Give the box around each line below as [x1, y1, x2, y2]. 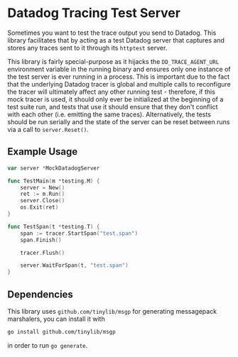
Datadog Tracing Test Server [7, 5, 181, 21]
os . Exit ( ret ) [20, 204, 59, 211]
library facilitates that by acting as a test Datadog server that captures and [7, 35, 225, 44]
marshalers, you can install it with [7, 314, 105, 323]
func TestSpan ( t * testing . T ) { [7, 223, 100, 230]
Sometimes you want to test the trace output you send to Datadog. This [7, 28, 217, 37]
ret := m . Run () [20, 190, 65, 198]
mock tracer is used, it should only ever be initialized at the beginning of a [7, 94, 224, 104]
